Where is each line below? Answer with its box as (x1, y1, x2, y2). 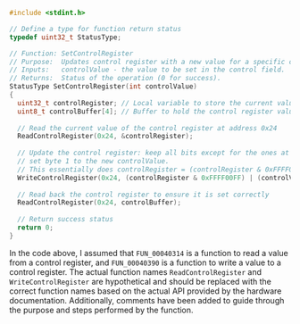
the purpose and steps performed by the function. (9, 304, 194, 315)
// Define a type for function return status (9, 24, 181, 33)
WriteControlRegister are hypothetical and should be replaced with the (9, 276, 272, 287)
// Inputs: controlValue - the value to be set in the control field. (9, 65, 286, 75)
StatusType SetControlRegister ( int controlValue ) (9, 82, 198, 91)
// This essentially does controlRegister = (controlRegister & (17, 165, 262, 174)
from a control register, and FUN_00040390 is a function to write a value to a (9, 257, 281, 268)
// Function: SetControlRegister (9, 49, 134, 58)
